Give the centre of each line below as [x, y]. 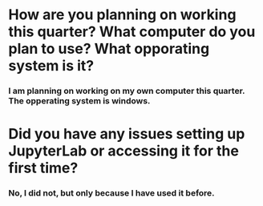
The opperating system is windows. [79, 101]
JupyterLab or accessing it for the [123, 151]
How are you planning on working [122, 15]
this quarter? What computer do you [132, 32]
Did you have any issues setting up [127, 134]
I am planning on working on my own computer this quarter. [127, 91]
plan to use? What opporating [109, 49]
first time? [43, 168]
